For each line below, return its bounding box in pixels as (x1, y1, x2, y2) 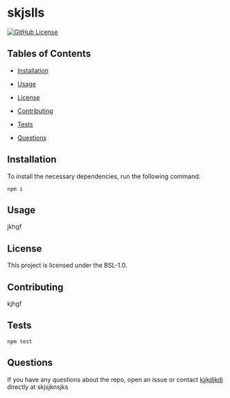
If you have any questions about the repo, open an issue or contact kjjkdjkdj (7, 375, 223, 383)
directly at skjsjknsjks (7, 383, 69, 391)
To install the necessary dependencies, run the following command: (7, 172, 201, 180)
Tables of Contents (7, 48, 91, 60)
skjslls (7, 5, 45, 21)
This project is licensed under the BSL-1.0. (7, 261, 127, 270)
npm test (7, 338, 33, 345)
